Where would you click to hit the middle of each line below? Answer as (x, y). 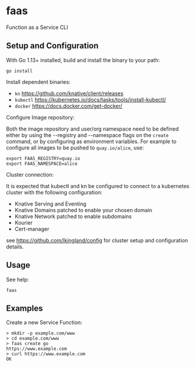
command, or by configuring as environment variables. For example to (91, 141)
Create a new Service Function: (44, 323)
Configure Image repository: (40, 117)
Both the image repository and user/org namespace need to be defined (92, 129)
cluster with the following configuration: (54, 192)
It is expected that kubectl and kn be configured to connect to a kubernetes (98, 186)
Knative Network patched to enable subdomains (73, 216)
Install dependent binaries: (38, 82)
